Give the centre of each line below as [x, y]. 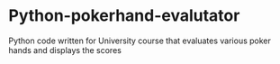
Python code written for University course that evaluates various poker [140, 41]
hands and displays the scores [65, 50]
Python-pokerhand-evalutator [124, 16]
